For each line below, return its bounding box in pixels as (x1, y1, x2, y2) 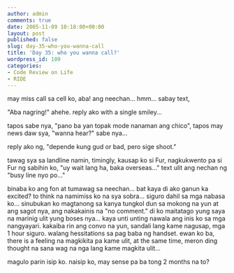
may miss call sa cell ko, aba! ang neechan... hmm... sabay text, (7, 94, 190, 103)
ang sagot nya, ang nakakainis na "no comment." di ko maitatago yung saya (7, 207, 226, 216)
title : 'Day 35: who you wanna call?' (7, 50, 120, 57)
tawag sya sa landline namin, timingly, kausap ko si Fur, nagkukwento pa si (7, 156, 222, 164)
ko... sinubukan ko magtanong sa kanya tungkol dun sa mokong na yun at (7, 199, 219, 208)
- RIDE (7, 75, 27, 83)
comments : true (7, 17, 52, 24)
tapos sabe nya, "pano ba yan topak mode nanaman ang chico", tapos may (7, 122, 224, 130)
